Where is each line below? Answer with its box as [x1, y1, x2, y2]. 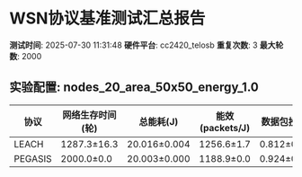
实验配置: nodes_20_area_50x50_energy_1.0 [9, 80, 259, 95]
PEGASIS [13, 152, 52, 164]
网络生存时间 [62, 109, 117, 121]
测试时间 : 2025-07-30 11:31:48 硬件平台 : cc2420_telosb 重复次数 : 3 [9, 40, 258, 50]
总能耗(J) [138, 115, 179, 128]
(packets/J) [199, 121, 250, 134]
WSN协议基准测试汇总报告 [9, 8, 206, 29]
